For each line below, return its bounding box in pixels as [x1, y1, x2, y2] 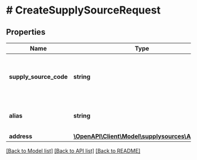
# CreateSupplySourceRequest [6, 4, 161, 17]
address [9, 132, 33, 140]
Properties [6, 27, 46, 37]
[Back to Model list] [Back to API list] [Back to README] [6, 148, 141, 154]
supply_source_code [9, 73, 68, 81]
